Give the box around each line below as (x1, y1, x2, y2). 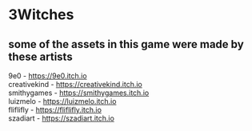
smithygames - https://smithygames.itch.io (8, 88, 150, 97)
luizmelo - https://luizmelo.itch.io (8, 97, 117, 105)
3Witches (8, 6, 74, 24)
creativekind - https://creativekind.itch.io (8, 80, 142, 89)
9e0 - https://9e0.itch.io (8, 71, 87, 81)
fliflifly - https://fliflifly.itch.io (8, 105, 102, 114)
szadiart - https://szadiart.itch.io (8, 113, 114, 123)
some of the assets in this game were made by (8, 38, 244, 51)
